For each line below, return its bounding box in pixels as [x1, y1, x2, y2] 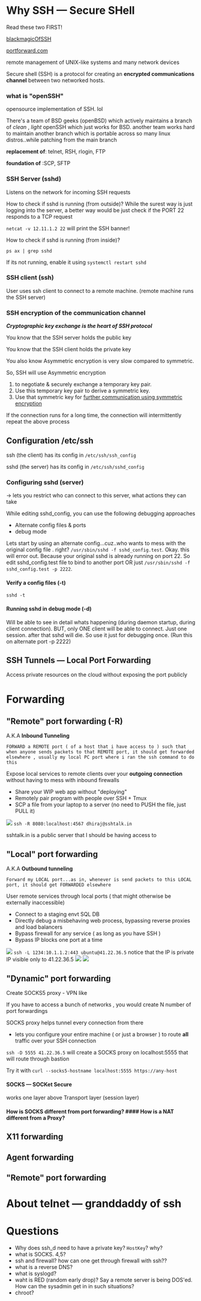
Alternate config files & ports [14, 522, 86, 529]
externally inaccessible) [6, 899, 65, 906]
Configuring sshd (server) [6, 478, 84, 486]
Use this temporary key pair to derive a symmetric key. [14, 387, 151, 395]
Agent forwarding [6, 1152, 74, 1162]
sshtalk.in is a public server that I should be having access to [6, 832, 157, 839]
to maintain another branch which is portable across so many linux [6, 130, 171, 137]
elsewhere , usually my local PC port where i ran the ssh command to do [6, 754, 195, 760]
